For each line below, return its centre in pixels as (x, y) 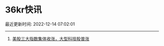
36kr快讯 (23, 10)
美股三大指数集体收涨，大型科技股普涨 (51, 38)
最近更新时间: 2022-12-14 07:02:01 (40, 24)
